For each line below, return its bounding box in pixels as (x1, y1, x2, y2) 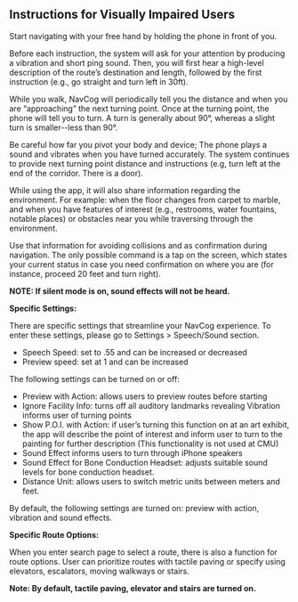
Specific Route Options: (9, 529, 100, 540)
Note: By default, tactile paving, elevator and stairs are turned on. (9, 582, 256, 593)
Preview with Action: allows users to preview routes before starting (21, 391, 268, 402)
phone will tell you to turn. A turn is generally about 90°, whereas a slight (9, 112, 276, 123)
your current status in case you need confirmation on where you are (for (9, 258, 274, 270)
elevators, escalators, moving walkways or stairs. (9, 565, 189, 576)
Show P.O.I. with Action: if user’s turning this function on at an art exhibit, (21, 419, 290, 430)
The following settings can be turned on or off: (9, 373, 181, 384)
